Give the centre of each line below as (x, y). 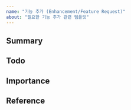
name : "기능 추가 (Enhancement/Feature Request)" (66, 11)
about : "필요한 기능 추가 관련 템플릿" (48, 17)
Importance (28, 81)
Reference (26, 101)
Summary (24, 41)
